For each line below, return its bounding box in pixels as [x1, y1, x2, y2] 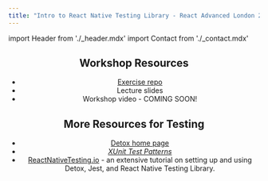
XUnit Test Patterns [107, 147, 172, 156]
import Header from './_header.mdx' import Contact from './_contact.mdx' [8, 33, 249, 43]
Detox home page [110, 138, 170, 148]
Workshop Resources [79, 56, 189, 70]
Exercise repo [116, 77, 163, 87]
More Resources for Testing [63, 117, 205, 131]
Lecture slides [116, 86, 164, 95]
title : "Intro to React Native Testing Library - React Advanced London [8, 11, 255, 20]
